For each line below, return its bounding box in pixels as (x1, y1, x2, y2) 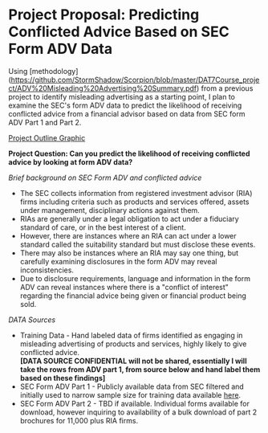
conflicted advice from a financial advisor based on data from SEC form (8, 108, 246, 118)
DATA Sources (8, 315, 56, 325)
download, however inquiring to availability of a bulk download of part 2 (19, 407, 258, 417)
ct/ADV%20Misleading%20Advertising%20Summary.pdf (8, 83, 197, 93)
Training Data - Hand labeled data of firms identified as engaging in (19, 330, 243, 340)
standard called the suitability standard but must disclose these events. (19, 239, 256, 249)
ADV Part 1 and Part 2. (8, 117, 82, 127)
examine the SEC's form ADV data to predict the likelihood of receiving (8, 100, 242, 110)
